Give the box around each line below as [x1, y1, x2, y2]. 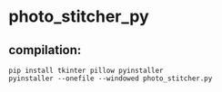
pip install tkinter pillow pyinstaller [8, 66, 165, 75]
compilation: [8, 42, 82, 58]
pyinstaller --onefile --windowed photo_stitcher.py [8, 74, 213, 83]
